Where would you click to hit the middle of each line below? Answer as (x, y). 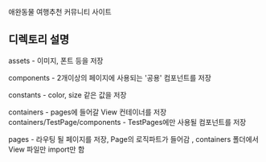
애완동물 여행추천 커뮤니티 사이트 (60, 12)
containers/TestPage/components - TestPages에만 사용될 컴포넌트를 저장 (127, 122)
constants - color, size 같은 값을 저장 (68, 94)
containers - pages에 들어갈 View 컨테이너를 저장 (88, 112)
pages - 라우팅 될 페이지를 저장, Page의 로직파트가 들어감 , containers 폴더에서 (133, 139)
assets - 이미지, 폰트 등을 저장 (56, 60)
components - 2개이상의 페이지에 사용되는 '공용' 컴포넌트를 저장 (110, 77)
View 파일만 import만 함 (47, 149)
